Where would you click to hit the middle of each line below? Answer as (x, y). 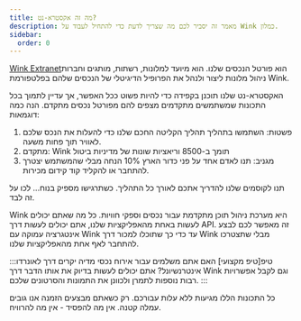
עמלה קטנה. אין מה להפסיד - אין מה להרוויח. (85, 307)
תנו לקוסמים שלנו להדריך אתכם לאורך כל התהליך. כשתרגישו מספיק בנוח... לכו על (147, 188)
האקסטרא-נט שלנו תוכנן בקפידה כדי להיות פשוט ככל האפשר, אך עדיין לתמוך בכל (146, 96)
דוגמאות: (25, 115)
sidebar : (26, 34)
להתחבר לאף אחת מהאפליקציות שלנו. (74, 243)
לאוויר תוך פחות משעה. (62, 142)
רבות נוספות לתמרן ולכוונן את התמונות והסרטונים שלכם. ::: (109, 280)
